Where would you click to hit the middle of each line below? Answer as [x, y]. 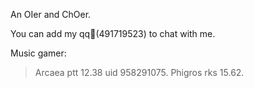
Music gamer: [38, 53]
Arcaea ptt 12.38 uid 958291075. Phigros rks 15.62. [139, 72]
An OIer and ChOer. [51, 14]
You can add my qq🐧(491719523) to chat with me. [113, 33]
